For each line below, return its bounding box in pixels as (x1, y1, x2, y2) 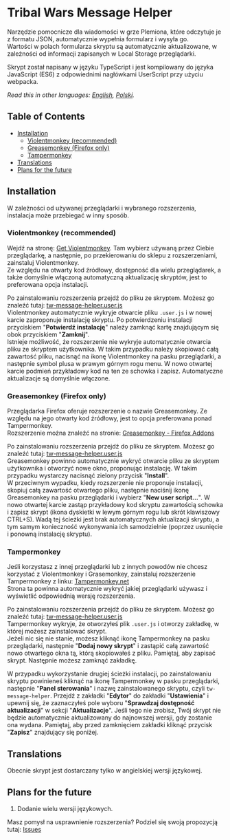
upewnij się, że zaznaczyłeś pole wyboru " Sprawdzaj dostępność (7, 699, 195, 707)
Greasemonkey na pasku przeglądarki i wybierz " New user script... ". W (7, 493, 211, 502)
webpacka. (7, 77, 39, 85)
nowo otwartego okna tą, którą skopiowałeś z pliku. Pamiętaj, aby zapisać (7, 649, 216, 658)
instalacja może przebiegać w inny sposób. (7, 211, 129, 219)
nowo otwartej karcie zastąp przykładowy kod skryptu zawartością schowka (7, 501, 224, 509)
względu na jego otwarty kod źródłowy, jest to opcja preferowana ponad (7, 414, 212, 422)
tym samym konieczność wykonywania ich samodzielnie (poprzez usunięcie (7, 523, 223, 531)
